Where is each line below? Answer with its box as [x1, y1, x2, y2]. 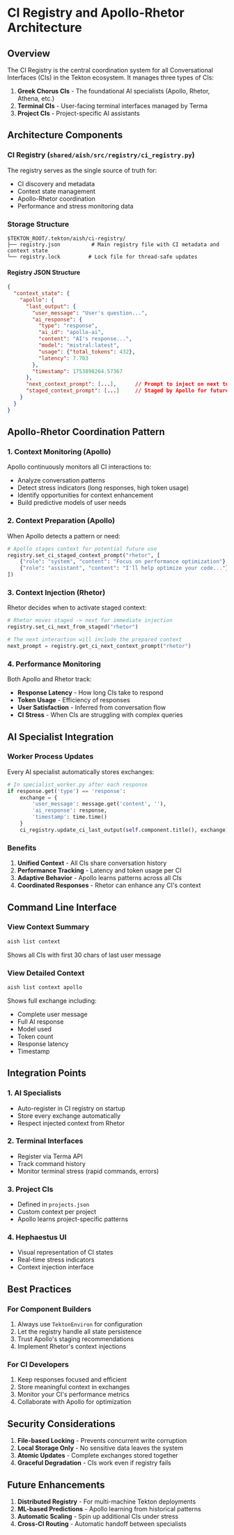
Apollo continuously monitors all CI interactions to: [7, 462, 152, 471]
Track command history [17, 1159, 86, 1167]
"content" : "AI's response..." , [38, 335, 132, 342]
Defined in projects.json [17, 1200, 90, 1209]
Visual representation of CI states [17, 1248, 114, 1257]
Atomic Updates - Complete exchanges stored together [17, 1451, 179, 1460]
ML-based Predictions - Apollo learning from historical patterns [17, 1505, 201, 1513]
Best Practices [7, 1283, 72, 1295]
